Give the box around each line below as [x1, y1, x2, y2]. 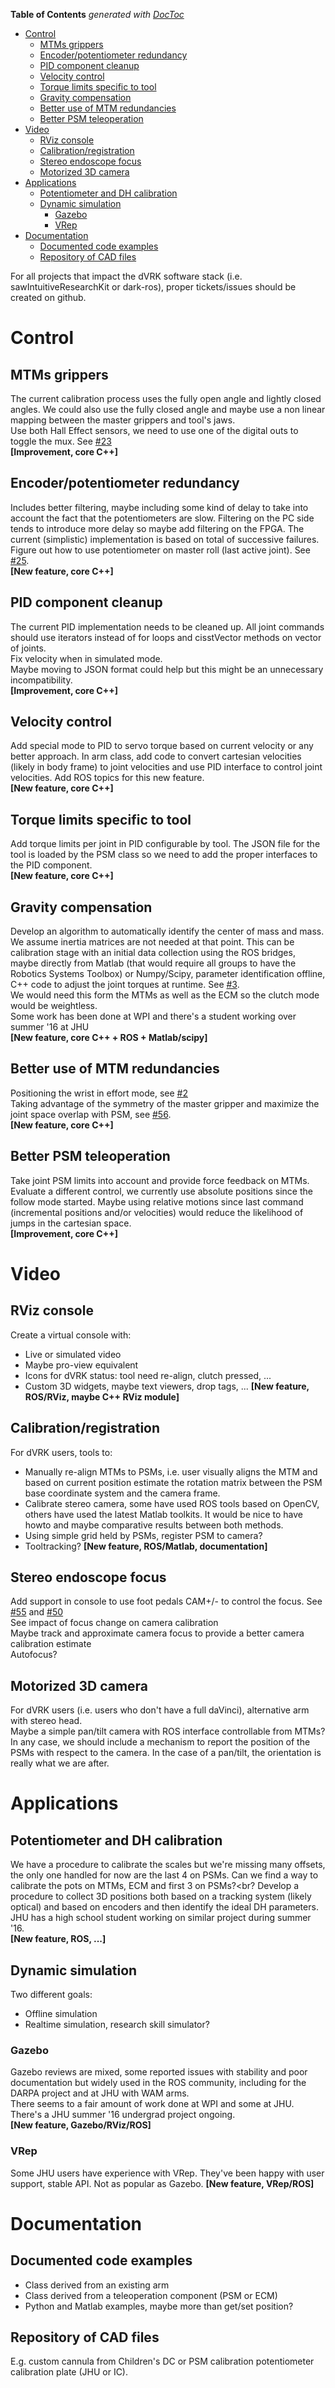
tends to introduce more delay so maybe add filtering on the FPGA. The [10, 522, 305, 534]
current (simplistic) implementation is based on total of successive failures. [10, 533, 320, 545]
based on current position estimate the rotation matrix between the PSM [24, 1476, 323, 1488]
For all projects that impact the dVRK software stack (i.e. [10, 270, 243, 282]
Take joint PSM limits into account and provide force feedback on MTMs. [10, 1174, 310, 1186]
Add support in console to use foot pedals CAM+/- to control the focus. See [10, 1595, 323, 1608]
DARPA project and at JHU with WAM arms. [10, 2087, 190, 2099]
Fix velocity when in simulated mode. [10, 652, 163, 664]
